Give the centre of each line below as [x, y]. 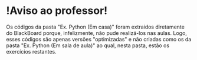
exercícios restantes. [32, 51]
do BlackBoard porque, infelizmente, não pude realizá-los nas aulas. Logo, [97, 33]
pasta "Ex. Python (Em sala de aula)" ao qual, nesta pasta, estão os [88, 45]
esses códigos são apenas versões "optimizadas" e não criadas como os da [99, 39]
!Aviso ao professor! [57, 11]
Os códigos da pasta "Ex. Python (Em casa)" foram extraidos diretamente [95, 27]
